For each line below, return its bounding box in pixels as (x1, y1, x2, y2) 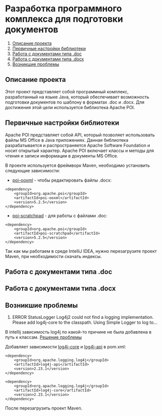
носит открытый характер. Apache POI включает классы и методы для (5, 148, 154, 153)
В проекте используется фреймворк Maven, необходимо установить (5, 162, 150, 168)
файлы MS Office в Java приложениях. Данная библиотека (5, 137, 129, 143)
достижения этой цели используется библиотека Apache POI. (5, 104, 135, 110)
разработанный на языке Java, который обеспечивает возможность (5, 94, 149, 100)
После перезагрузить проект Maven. (5, 405, 83, 411)
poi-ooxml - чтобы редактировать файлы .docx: (12, 177, 112, 183)
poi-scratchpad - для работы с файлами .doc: (12, 213, 107, 219)
